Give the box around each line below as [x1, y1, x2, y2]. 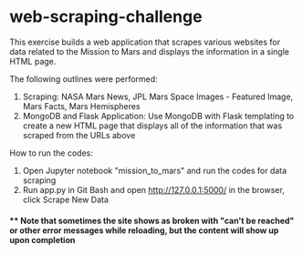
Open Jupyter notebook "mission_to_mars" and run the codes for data [22, 165, 287, 176]
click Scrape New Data [22, 194, 110, 205]
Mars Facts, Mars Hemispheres [22, 100, 141, 111]
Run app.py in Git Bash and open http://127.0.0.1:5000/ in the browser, [22, 184, 285, 195]
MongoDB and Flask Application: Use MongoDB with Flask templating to [22, 110, 295, 121]
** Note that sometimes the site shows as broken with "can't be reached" [9, 215, 295, 226]
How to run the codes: [9, 147, 93, 158]
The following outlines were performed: [9, 73, 158, 84]
